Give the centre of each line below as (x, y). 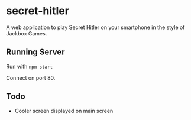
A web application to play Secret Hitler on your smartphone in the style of (96, 27)
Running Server (35, 52)
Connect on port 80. (31, 77)
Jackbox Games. (27, 33)
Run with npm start (30, 66)
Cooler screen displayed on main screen (64, 111)
